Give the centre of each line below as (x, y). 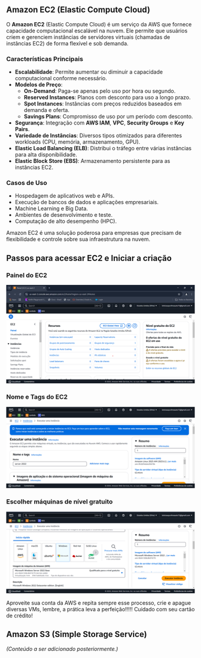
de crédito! (19, 615)
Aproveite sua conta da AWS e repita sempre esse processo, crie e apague (99, 603)
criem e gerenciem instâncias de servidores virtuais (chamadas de (88, 37)
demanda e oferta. (47, 110)
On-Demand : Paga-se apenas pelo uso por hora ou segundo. (100, 91)
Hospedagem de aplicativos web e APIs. (65, 196)
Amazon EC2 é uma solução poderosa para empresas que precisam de (94, 233)
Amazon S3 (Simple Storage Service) (77, 634)
